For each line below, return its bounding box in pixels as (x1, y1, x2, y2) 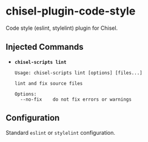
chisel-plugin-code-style (5, 4, 136, 18)
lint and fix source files (14, 80, 83, 86)
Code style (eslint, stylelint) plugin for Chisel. (5, 24, 118, 32)
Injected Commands (5, 42, 84, 52)
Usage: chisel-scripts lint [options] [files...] (14, 70, 143, 76)
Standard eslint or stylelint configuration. (5, 129, 116, 136)
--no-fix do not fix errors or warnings (20, 96, 132, 103)
